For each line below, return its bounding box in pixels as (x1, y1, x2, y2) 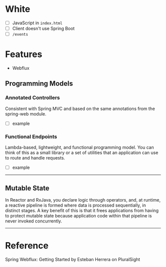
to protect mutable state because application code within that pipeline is (5, 213, 152, 218)
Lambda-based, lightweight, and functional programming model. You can (5, 145, 154, 151)
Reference (5, 240, 48, 251)
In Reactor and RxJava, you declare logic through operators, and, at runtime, (5, 197, 161, 203)
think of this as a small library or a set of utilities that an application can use (5, 150, 159, 156)
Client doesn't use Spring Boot (12, 26, 75, 31)
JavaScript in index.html (12, 20, 63, 26)
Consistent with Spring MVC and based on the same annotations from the (5, 106, 155, 111)
